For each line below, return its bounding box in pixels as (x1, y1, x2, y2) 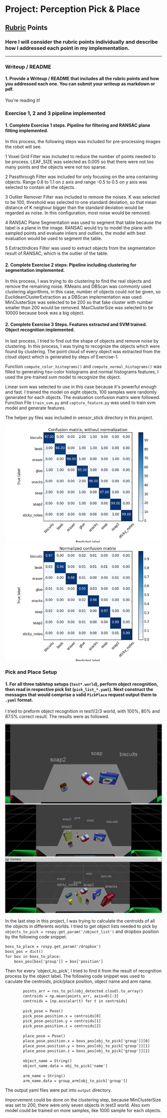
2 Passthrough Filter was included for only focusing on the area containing (5, 174, 158, 180)
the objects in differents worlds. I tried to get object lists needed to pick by (5, 923, 158, 929)
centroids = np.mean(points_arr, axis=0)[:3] (23, 993, 119, 998)
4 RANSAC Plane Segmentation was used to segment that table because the (5, 219, 162, 225)
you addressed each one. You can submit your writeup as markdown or (5, 81, 156, 87)
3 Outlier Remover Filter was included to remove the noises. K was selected (5, 194, 160, 200)
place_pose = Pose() (23, 1033, 66, 1038)
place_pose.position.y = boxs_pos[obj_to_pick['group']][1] (23, 1043, 150, 1048)
